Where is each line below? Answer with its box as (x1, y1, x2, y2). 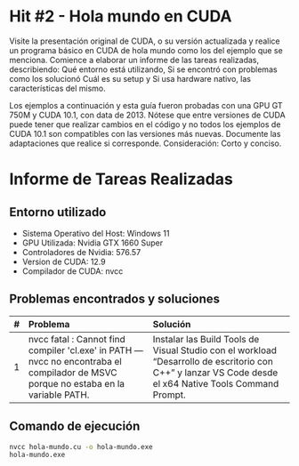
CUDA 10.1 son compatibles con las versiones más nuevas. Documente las (9, 128, 281, 139)
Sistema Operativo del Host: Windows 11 (21, 228, 170, 238)
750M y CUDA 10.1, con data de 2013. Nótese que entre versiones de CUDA (9, 109, 287, 120)
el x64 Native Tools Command (152, 377, 279, 390)
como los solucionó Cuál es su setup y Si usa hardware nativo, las (9, 73, 252, 84)
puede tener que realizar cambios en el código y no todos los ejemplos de (9, 118, 281, 130)
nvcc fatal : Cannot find (28, 333, 126, 345)
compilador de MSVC (28, 366, 117, 379)
